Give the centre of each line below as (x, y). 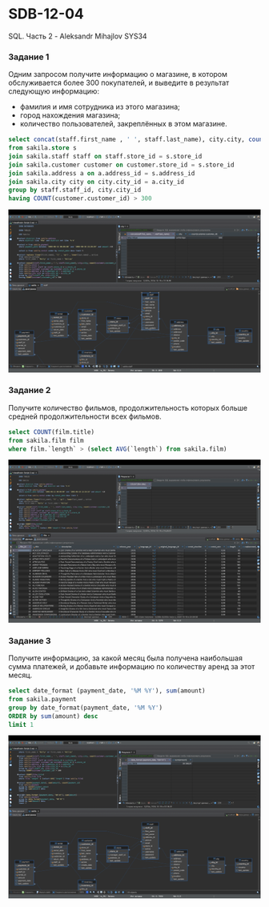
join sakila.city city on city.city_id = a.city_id (96, 182)
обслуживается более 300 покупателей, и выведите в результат (119, 83)
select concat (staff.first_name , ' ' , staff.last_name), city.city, (127, 140)
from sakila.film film (46, 440)
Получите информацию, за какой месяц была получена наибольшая (125, 658)
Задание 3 (30, 640)
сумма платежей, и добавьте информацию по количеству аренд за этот (132, 667)
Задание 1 (29, 57)
